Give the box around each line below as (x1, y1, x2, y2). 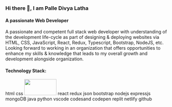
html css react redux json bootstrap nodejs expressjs (5, 91, 151, 97)
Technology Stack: (5, 68, 47, 74)
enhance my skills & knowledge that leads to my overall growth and (5, 51, 148, 57)
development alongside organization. (5, 56, 84, 62)
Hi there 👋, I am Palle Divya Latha (5, 5, 89, 12)
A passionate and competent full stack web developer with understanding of (5, 29, 167, 35)
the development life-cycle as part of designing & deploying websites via (5, 34, 160, 40)
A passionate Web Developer (5, 17, 69, 24)
